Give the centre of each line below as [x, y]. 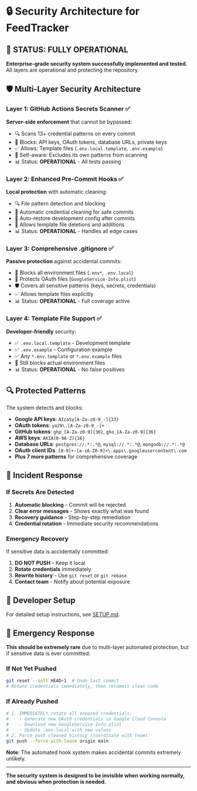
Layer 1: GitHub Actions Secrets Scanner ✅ [68, 109]
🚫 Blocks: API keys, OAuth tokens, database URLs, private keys [91, 142]
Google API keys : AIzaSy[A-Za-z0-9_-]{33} [67, 419]
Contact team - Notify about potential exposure [72, 582]
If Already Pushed [32, 701]
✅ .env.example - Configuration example [63, 349]
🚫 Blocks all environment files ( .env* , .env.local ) [74, 273]
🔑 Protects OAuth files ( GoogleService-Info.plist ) [75, 279]
